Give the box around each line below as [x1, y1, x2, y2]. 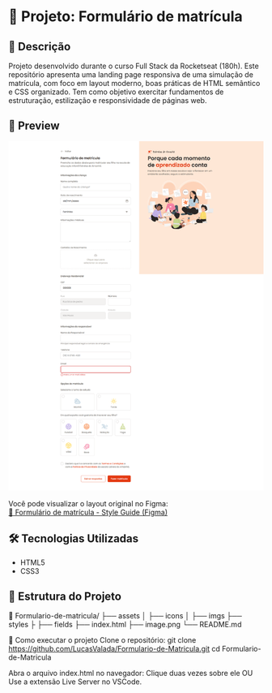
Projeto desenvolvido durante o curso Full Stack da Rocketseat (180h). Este [8, 61, 259, 71]
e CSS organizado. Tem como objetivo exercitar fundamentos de [8, 87, 224, 97]
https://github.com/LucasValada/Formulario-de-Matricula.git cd [8, 644, 221, 654]
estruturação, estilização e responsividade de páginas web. [8, 96, 207, 105]
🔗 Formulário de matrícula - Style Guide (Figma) [8, 507, 168, 517]
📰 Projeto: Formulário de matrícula [8, 7, 243, 26]
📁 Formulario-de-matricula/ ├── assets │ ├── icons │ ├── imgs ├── [8, 611, 243, 621]
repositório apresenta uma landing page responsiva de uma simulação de [8, 70, 253, 80]
